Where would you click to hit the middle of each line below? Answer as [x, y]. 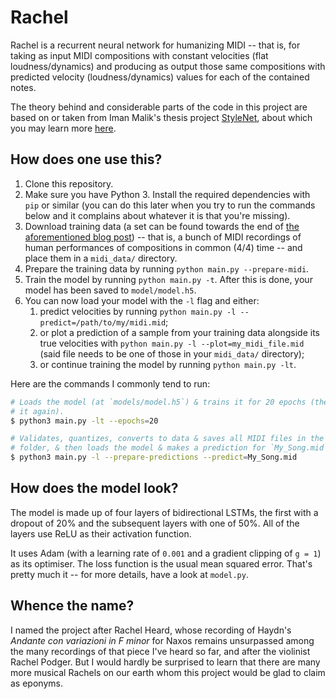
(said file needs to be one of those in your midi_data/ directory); [172, 353]
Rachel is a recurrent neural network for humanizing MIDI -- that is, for [155, 45]
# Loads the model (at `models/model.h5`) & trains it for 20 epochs [158, 402]
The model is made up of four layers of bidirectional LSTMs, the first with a [164, 512]
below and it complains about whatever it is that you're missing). [157, 215]
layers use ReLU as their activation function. [101, 533]
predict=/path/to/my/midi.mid [103, 322]
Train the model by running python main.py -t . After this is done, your [168, 279]
